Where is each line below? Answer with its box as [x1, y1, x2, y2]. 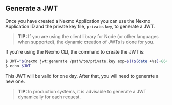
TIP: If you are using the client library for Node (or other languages [17, 33, 159, 39]
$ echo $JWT [5, 63, 31, 68]
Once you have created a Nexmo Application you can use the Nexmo [5, 17, 151, 24]
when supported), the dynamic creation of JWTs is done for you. [17, 39, 155, 45]
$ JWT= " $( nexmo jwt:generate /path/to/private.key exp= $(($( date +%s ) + [5, 59, 161, 64]
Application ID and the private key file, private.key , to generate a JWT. [5, 23, 155, 29]
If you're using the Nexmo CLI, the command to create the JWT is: [5, 48, 145, 55]
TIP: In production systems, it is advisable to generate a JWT [17, 88, 147, 94]
